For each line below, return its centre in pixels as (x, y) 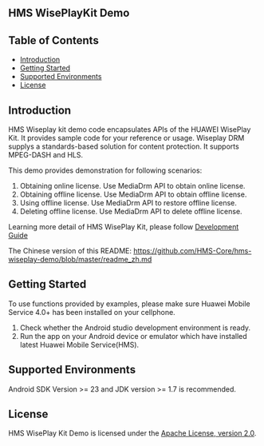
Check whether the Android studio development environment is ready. (135, 328)
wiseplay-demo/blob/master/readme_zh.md (80, 260)
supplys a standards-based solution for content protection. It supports (124, 146)
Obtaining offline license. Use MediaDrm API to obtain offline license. (133, 194)
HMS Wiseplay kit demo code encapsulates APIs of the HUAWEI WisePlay (130, 129)
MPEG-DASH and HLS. (46, 155)
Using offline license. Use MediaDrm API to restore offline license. (128, 203)
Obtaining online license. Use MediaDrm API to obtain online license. (132, 186)
